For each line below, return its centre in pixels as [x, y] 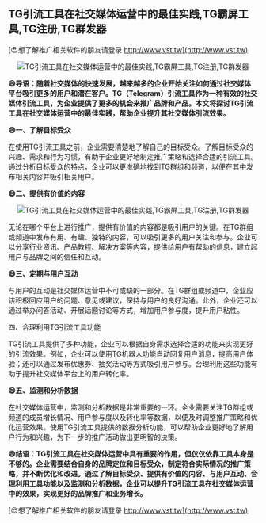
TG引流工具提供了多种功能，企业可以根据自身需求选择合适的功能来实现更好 [131, 344]
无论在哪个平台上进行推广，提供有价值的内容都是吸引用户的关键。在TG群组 [131, 227]
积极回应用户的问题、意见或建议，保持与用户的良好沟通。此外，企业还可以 [136, 300]
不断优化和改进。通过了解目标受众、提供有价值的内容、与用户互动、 [140, 473]
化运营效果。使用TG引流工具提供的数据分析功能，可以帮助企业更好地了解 [127, 427]
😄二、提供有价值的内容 [47, 193]
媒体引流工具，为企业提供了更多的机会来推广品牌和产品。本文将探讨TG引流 [131, 103]
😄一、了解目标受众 [40, 130]
